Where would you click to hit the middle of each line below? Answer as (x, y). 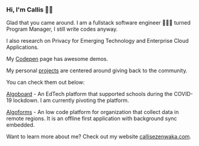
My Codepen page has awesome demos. (57, 59)
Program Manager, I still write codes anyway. (62, 29)
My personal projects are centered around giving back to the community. (97, 71)
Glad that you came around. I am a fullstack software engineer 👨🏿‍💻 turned (99, 23)
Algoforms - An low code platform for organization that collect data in (93, 112)
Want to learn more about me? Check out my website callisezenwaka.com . (99, 137)
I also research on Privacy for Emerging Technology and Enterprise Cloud (97, 41)
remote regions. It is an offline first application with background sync (92, 119)
